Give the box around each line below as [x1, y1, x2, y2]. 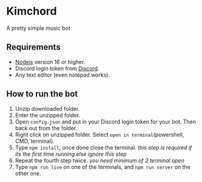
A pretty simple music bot [6, 24, 71, 32]
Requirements [6, 42, 61, 52]
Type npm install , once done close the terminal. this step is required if [15, 144, 192, 151]
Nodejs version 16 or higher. [15, 58, 86, 65]
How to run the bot [6, 89, 78, 99]
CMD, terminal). [15, 137, 55, 144]
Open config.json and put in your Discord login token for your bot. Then [15, 117, 196, 125]
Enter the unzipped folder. [15, 111, 81, 119]
